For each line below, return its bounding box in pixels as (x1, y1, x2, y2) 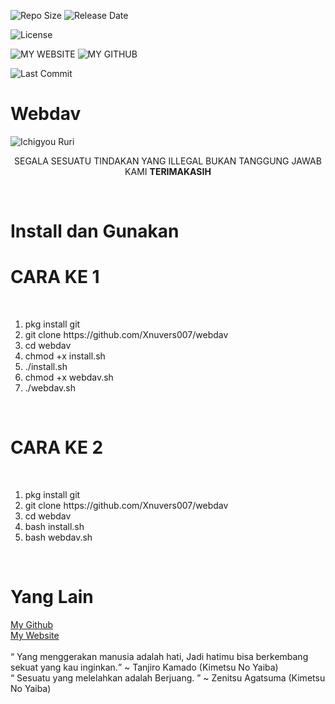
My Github (10, 618, 54, 630)
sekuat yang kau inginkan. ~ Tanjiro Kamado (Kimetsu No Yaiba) (10, 661, 279, 673)
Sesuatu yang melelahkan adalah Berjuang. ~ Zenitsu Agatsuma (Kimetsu (16, 671, 326, 684)
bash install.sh (24, 521, 85, 532)
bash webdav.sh (24, 531, 93, 543)
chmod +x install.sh (24, 350, 106, 362)
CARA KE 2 (10, 436, 104, 459)
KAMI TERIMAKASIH (124, 165, 212, 177)
